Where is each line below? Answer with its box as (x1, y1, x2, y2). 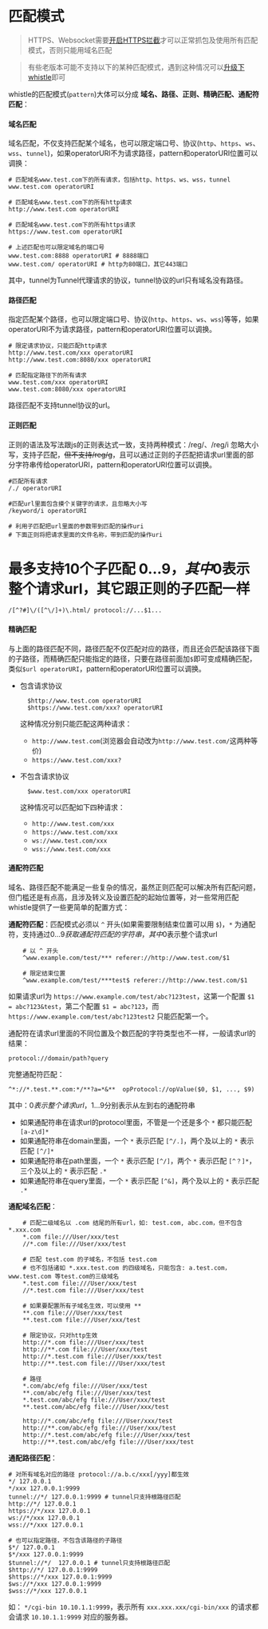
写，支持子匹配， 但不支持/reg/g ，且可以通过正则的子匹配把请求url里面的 (8, 450, 247, 459)
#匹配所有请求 (8, 477, 48, 485)
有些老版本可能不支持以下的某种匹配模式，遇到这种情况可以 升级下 (27, 62, 245, 72)
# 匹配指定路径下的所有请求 (8, 371, 88, 380)
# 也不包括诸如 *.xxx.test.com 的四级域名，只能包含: (22, 1263, 186, 1272)
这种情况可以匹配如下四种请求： (19, 802, 125, 812)
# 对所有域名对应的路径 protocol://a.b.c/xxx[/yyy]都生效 (8, 1470, 190, 1479)
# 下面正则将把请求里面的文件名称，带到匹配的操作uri (8, 530, 164, 538)
